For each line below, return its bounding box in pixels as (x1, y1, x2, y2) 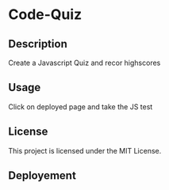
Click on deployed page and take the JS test (8, 101, 153, 112)
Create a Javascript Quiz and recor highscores (8, 58, 161, 67)
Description (8, 37, 67, 51)
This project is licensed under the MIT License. (8, 146, 162, 155)
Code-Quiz (8, 6, 83, 24)
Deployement (8, 169, 77, 183)
